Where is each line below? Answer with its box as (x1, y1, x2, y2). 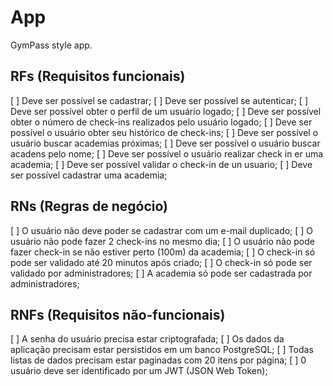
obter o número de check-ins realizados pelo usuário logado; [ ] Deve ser (10, 116, 313, 128)
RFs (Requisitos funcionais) (10, 68, 186, 85)
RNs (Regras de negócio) (10, 198, 168, 215)
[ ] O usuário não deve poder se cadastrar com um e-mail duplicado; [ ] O (10, 224, 314, 236)
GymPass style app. (10, 39, 93, 51)
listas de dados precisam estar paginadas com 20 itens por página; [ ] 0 (10, 354, 307, 366)
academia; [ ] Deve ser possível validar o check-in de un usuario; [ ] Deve (10, 158, 313, 170)
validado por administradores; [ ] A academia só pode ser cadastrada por (10, 267, 313, 279)
